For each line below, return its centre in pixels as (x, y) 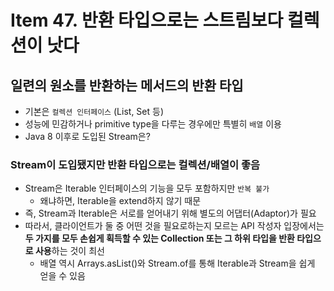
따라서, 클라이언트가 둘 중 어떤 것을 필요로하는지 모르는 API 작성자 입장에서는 (174, 226)
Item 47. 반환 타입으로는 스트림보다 (147, 20)
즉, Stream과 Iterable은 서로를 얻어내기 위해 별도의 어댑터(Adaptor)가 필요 (170, 213)
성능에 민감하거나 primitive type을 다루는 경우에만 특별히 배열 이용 (153, 124)
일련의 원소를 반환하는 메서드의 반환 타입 (127, 85)
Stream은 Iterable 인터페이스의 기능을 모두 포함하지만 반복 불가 (147, 188)
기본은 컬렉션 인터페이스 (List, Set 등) (94, 111)
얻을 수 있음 (62, 276)
